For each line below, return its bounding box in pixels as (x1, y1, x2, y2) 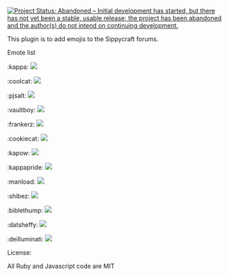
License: (7, 248, 32, 257)
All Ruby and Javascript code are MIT (7, 262, 115, 270)
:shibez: (7, 192, 30, 200)
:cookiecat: (7, 134, 40, 143)
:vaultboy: (7, 106, 36, 114)
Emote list (7, 49, 36, 56)
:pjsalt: (7, 91, 26, 100)
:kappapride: (7, 164, 44, 171)
